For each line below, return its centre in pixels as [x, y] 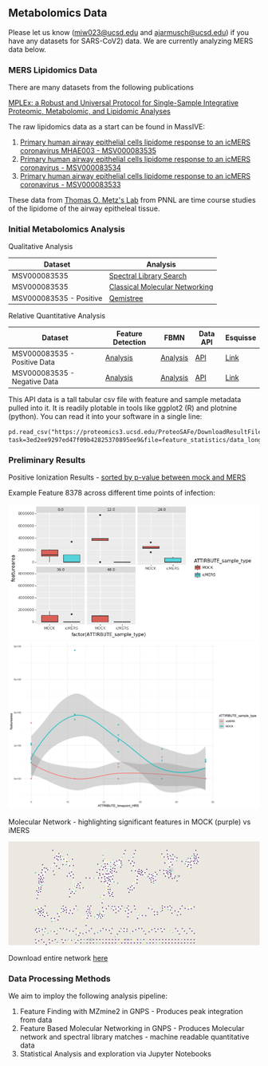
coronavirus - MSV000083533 [70, 185]
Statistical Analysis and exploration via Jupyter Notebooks [115, 1054]
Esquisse [241, 338]
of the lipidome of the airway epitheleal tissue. [84, 209]
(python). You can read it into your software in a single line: [105, 416]
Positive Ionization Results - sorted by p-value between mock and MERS [127, 477]
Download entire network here [58, 958]
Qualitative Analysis [41, 247]
